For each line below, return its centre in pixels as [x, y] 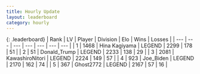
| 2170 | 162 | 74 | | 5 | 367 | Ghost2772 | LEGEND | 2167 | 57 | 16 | [87, 65]
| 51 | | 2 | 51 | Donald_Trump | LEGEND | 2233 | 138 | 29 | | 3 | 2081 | [90, 52]
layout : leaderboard [32, 17]
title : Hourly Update [33, 12]
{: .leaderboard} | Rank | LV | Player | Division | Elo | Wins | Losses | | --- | [96, 40]
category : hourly [28, 22]
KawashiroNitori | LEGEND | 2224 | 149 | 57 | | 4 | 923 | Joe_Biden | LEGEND [100, 58]
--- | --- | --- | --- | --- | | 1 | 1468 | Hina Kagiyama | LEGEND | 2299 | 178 [103, 46]
